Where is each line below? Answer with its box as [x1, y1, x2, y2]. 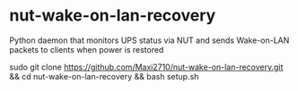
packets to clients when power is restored [9, 44, 164, 54]
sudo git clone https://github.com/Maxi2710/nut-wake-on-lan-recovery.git [9, 62, 284, 72]
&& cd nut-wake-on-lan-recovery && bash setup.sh [9, 70, 199, 81]
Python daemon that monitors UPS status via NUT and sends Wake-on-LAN [9, 35, 290, 45]
